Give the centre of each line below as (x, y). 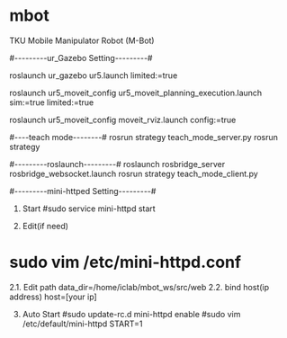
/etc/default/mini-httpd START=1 (82, 324)
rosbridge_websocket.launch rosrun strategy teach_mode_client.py (134, 173)
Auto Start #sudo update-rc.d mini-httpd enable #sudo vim (131, 314)
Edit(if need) (45, 226)
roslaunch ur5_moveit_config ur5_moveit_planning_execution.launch (136, 93)
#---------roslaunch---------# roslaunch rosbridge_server (117, 164)
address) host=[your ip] (53, 297)
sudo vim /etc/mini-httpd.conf (125, 262)
